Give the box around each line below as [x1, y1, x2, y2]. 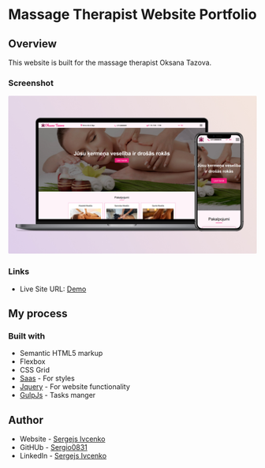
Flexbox [19, 357, 46, 366]
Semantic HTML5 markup [19, 349, 103, 358]
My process [8, 306, 68, 320]
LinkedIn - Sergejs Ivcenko [19, 451, 107, 461]
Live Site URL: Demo [19, 284, 87, 294]
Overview [8, 37, 58, 51]
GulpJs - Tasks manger [19, 391, 96, 400]
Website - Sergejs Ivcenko [19, 434, 106, 444]
